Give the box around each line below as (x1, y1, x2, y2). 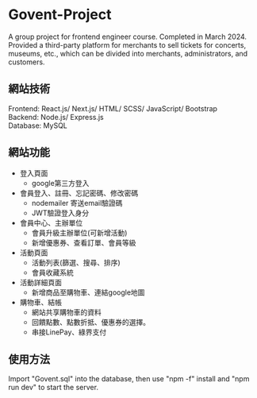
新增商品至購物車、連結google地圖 (31, 288, 145, 297)
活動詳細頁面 (19, 277, 62, 287)
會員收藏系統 (31, 268, 74, 277)
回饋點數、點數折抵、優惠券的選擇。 (31, 317, 151, 327)
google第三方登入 (31, 178, 90, 187)
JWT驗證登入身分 (31, 208, 90, 218)
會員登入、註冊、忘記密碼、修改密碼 (19, 188, 139, 198)
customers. (8, 57, 45, 67)
